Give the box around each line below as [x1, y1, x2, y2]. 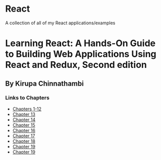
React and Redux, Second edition [5, 59, 147, 71]
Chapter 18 [12, 138, 35, 144]
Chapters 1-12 [12, 106, 42, 112]
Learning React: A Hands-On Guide [5, 37, 155, 49]
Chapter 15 [12, 122, 35, 128]
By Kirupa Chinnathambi [5, 79, 84, 88]
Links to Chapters [5, 94, 49, 101]
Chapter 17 [12, 133, 35, 139]
